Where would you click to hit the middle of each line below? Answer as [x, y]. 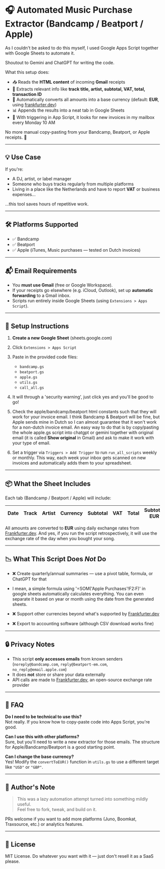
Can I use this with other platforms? [42, 737]
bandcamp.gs [32, 367]
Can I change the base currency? [40, 757]
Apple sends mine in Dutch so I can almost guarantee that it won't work [84, 422]
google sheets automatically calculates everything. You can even [78, 594]
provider [21, 685]
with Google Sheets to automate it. [40, 53]
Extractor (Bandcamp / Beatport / [74, 24]
